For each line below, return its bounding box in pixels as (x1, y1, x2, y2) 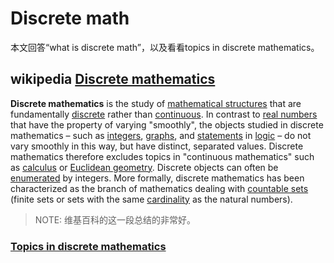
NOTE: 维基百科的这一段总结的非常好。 (34, 213, 197, 226)
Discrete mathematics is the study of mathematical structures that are (10, 97, 302, 109)
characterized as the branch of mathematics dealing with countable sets (10, 182, 309, 194)
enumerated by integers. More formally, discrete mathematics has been (10, 172, 305, 184)
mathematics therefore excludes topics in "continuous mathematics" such (10, 150, 315, 162)
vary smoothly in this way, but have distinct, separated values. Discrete (10, 140, 304, 152)
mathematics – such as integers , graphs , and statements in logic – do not (10, 129, 312, 141)
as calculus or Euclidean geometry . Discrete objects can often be (10, 161, 279, 173)
